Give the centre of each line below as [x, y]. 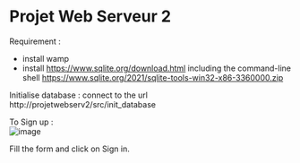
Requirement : [35, 41]
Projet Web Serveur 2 [90, 17]
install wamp [46, 58]
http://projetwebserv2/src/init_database [83, 104]
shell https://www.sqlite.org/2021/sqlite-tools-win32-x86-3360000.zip [153, 77]
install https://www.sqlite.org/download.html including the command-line [157, 68]
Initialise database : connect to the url [79, 95]
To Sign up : [31, 122]
